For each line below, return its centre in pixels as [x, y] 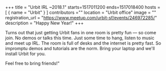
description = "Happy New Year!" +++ [44, 23]
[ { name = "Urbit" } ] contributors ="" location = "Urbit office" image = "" [81, 12]
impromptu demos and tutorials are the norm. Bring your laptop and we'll [80, 48]
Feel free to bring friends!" [32, 63]
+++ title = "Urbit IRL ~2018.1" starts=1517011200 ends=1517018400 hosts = [83, 7]
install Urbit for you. [25, 54]
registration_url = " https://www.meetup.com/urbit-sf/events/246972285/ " [81, 18]
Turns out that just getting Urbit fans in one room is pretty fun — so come [81, 33]
